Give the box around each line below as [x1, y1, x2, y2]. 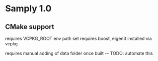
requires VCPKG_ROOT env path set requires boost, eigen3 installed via [5, 35, 152, 41]
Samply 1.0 [5, 3, 52, 14]
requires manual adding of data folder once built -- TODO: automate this [5, 50, 153, 56]
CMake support [5, 23, 55, 31]
